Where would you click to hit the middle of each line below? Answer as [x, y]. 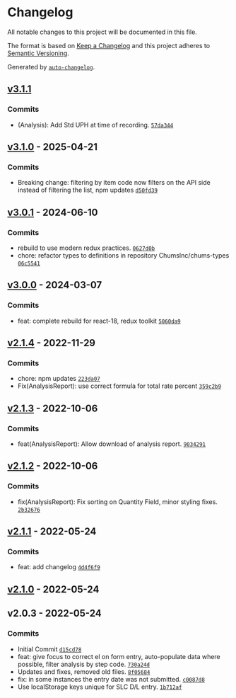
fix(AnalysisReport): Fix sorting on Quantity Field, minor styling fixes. [117, 502]
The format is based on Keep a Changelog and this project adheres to [109, 45]
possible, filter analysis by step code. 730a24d [84, 664]
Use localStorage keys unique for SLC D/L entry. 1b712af [100, 687]
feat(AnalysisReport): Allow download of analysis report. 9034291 [112, 444]
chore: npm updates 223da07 [59, 379]
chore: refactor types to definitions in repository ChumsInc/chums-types [123, 255]
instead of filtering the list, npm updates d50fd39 [87, 190]
